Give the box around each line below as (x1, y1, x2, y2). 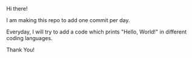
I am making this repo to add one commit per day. (6, 17, 130, 23)
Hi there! (6, 5, 28, 12)
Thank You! (6, 46, 35, 53)
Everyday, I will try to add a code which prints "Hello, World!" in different (6, 28, 187, 35)
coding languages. (6, 35, 53, 41)
